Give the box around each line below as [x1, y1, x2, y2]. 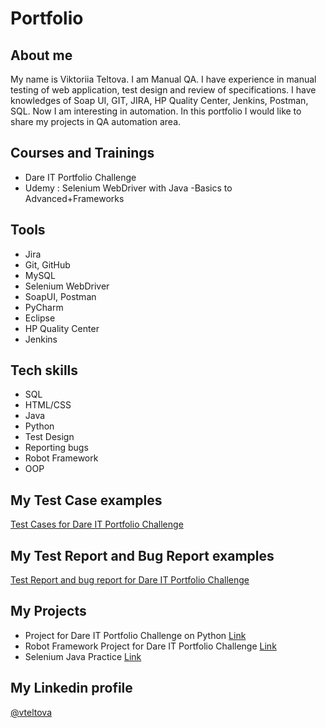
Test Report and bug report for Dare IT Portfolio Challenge [10, 574, 250, 586]
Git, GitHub [24, 258, 71, 271]
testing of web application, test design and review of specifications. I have [10, 84, 317, 96]
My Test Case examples [10, 492, 163, 509]
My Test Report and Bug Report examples [10, 547, 275, 564]
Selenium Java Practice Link [24, 650, 142, 662]
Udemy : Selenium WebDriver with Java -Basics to [24, 182, 233, 194]
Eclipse [24, 312, 56, 324]
